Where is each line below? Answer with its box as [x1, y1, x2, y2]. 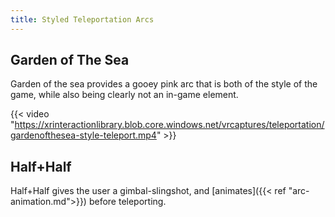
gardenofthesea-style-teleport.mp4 [10, 129, 157, 141]
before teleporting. [88, 196, 167, 208]
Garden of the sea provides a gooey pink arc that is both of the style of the [10, 78, 318, 90]
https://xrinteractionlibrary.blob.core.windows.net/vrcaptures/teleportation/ [14, 119, 325, 131]
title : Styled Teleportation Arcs [10, 14, 155, 25]
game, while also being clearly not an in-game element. [10, 89, 239, 101]
